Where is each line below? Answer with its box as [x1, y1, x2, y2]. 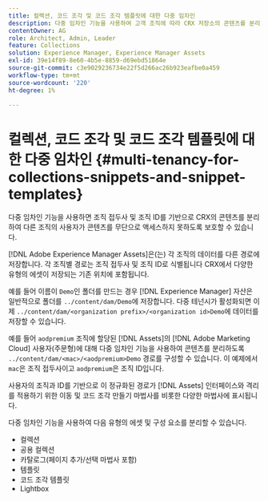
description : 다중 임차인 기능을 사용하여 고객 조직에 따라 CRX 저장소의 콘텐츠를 [8, 19, 246, 27]
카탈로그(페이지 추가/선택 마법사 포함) [19, 455, 138, 465]
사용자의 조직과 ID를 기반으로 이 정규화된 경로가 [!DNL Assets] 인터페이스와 [8, 381, 245, 390]
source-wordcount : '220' [8, 79, 91, 87]
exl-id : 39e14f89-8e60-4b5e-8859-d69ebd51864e [8, 57, 166, 65]
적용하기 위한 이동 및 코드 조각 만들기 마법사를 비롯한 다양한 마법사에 [16, 390, 230, 401]
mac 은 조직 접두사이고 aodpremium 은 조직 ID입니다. [8, 364, 164, 374]
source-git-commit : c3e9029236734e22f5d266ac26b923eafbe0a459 [8, 64, 220, 72]
